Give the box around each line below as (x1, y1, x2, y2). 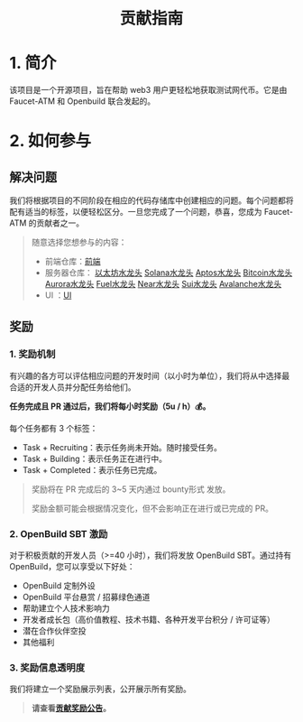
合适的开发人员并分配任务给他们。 (9, 381, 136, 393)
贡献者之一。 (36, 218, 85, 228)
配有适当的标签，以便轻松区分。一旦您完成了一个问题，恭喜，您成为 (9, 207, 262, 218)
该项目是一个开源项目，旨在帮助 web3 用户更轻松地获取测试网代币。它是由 (9, 85, 288, 96)
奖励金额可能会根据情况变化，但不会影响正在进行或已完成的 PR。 (31, 503, 273, 514)
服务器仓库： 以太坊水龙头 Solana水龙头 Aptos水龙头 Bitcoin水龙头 (44, 267, 293, 278)
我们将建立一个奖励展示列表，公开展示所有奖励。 (9, 683, 191, 695)
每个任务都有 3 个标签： (9, 422, 98, 433)
